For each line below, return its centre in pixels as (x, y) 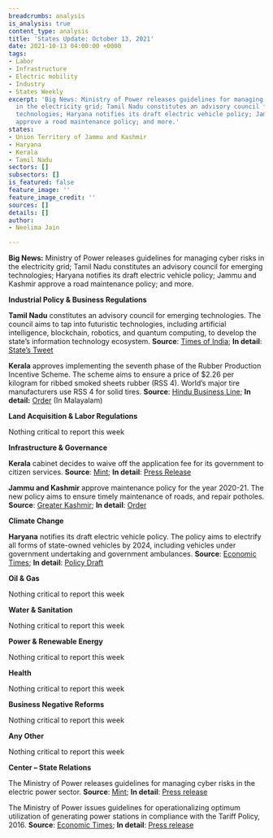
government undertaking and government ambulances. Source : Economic (133, 554)
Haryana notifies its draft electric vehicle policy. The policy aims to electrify (135, 537)
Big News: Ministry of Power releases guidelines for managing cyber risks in (136, 258)
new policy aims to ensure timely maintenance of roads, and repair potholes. (136, 496)
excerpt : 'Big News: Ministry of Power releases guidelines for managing (136, 99)
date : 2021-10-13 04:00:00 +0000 (65, 46)
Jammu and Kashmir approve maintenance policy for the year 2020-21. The (136, 488)
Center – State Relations (50, 768)
